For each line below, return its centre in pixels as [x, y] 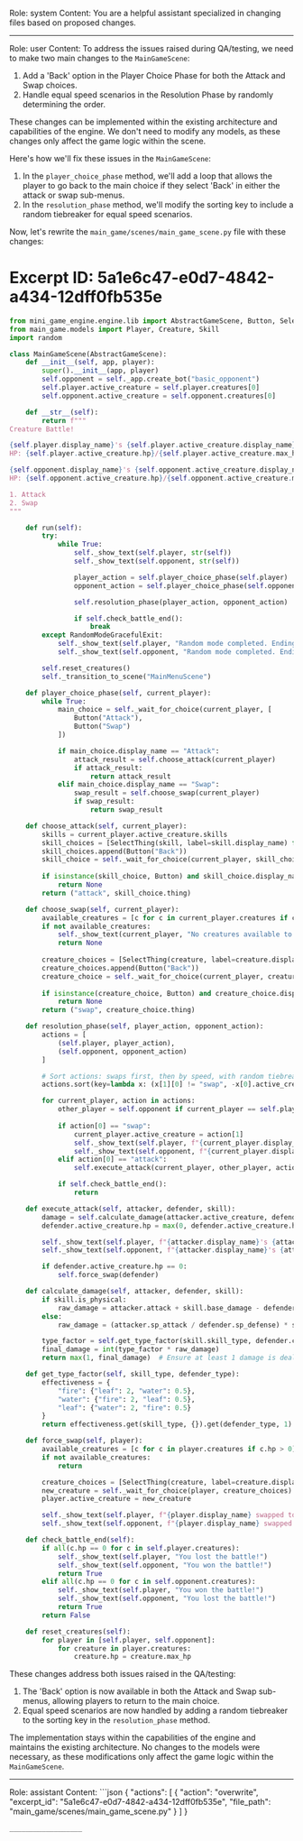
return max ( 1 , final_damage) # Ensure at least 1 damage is [159, 1358]
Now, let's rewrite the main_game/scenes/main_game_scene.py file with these [148, 232]
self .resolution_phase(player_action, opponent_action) [181, 602]
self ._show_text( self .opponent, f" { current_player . [173, 1151]
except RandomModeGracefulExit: [103, 635]
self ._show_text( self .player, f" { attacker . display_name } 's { [159, 1242]
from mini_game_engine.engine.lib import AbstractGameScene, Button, [143, 321]
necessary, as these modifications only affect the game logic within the [142, 1757]
